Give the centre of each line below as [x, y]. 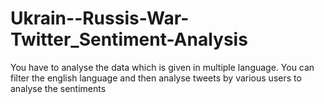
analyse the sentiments [58, 88]
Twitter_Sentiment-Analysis [129, 39]
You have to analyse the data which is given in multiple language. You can [162, 67]
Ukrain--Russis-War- [100, 18]
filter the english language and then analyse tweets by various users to [156, 78]
